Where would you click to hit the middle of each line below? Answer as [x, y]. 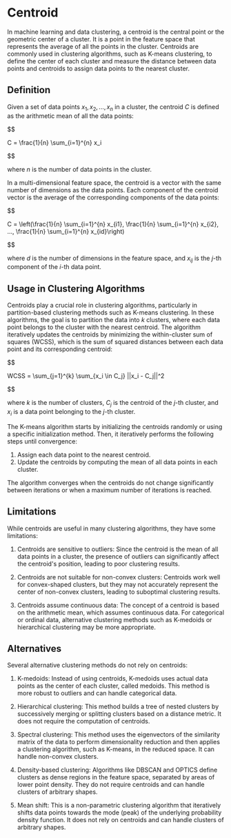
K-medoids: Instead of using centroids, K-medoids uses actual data [112, 679]
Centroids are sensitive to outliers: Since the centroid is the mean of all [118, 549]
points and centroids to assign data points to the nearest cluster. [99, 68]
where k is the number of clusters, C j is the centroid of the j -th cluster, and [113, 403]
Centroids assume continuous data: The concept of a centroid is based [118, 605]
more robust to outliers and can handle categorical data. [97, 693]
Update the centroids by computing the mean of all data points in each [117, 462]
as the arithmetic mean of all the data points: [71, 116]
